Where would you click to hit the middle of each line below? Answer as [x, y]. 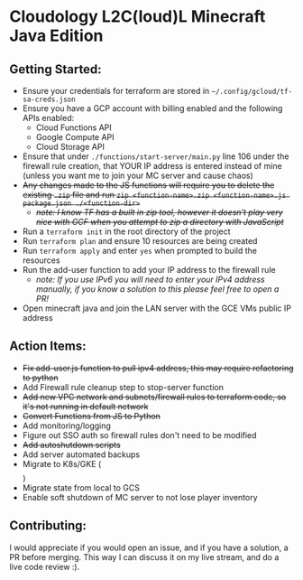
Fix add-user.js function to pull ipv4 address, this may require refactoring [158, 368]
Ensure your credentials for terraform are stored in [116, 91]
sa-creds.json [49, 99]
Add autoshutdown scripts [71, 444]
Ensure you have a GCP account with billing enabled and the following [152, 108]
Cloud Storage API [70, 147]
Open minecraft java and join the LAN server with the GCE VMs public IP [156, 308]
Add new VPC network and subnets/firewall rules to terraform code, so [154, 397]
